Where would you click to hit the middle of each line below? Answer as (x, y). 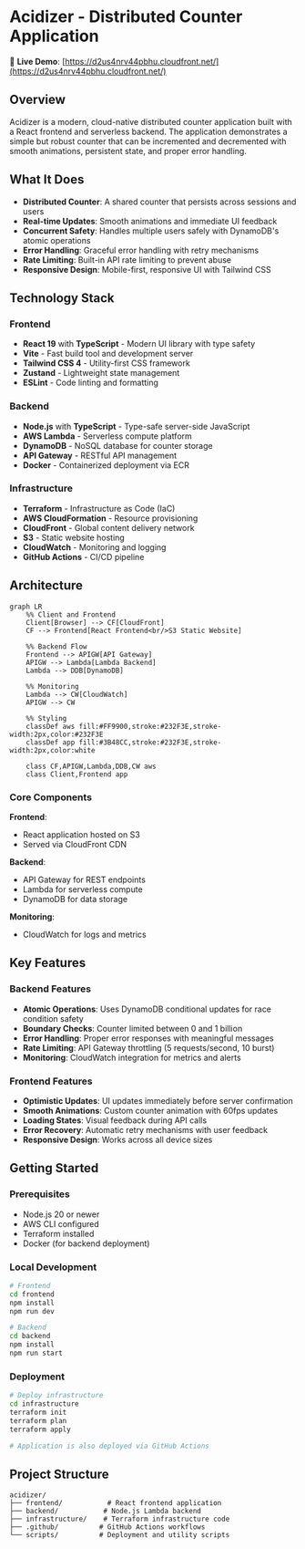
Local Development (53, 1267)
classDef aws (51, 726)
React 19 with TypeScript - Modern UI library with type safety (139, 344)
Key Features (48, 963)
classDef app (51, 742)
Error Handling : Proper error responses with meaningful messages (148, 1038)
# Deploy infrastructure (56, 1396)
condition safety (53, 1018)
